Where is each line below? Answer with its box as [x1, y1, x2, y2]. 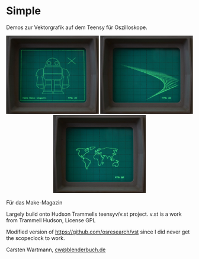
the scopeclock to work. [6, 235, 65, 242]
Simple [6, 4, 41, 18]
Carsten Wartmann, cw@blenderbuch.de [6, 246, 106, 253]
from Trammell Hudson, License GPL [6, 217, 96, 224]
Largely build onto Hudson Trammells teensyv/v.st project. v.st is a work [6, 210, 182, 218]
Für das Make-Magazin [6, 199, 63, 206]
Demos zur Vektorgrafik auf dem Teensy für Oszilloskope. [6, 24, 147, 31]
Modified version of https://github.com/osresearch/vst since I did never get [6, 228, 190, 235]
